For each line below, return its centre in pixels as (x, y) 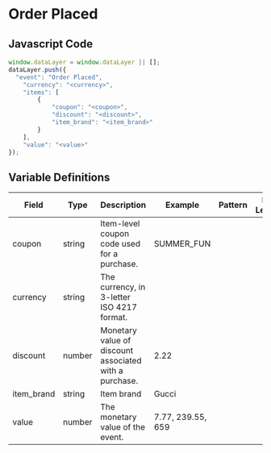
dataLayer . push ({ (38, 69)
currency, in (123, 287)
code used (121, 244)
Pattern (233, 205)
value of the (123, 427)
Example (182, 205)
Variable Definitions (59, 177)
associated (121, 361)
